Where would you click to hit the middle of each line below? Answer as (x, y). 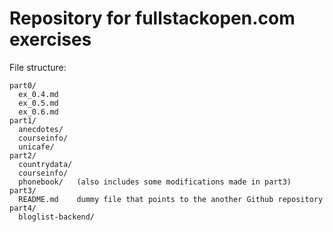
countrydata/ (45, 164)
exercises (50, 39)
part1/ (23, 120)
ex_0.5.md (38, 103)
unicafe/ (36, 147)
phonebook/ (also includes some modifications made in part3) (155, 182)
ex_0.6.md (38, 112)
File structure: (38, 67)
